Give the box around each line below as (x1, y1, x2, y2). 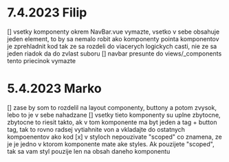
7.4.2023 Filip (7, 5, 87, 21)
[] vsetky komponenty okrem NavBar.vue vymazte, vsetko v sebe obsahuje (7, 27, 220, 36)
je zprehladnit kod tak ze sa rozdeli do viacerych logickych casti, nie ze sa (7, 42, 217, 50)
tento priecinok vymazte (7, 56, 76, 65)
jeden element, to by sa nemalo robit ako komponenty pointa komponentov (7, 34, 219, 43)
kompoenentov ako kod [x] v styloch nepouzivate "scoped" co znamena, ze (7, 132, 222, 141)
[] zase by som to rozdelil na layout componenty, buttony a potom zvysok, (7, 103, 217, 111)
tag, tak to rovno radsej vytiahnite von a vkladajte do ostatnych (7, 125, 186, 133)
